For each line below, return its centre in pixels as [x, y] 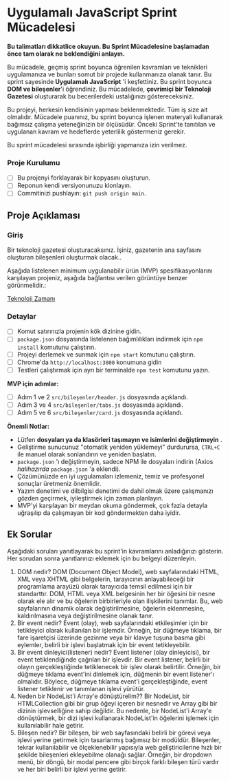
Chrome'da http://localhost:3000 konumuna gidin [89, 362]
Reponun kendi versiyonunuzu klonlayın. [74, 186]
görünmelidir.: [27, 285]
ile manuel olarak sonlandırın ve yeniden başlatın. [87, 454]
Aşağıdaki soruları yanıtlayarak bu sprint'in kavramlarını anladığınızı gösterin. [115, 551]
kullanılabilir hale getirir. [50, 725]
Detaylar [22, 317]
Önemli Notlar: [28, 426]
